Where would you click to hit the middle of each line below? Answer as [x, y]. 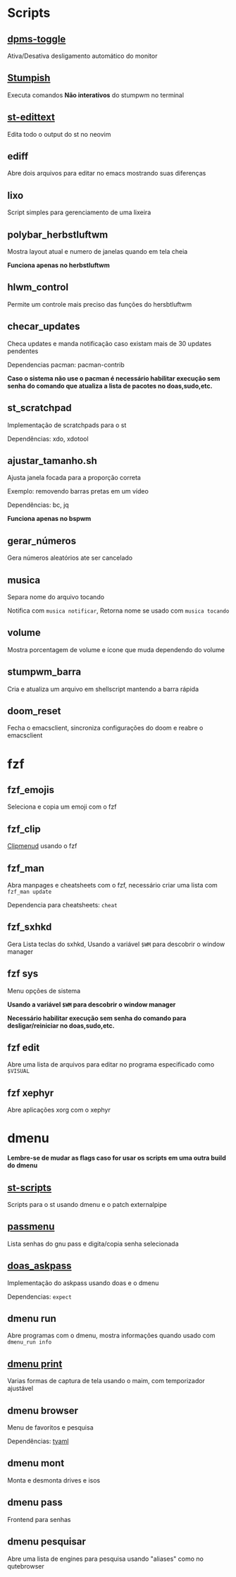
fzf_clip [24, 829]
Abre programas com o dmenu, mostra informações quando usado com [111, 1336]
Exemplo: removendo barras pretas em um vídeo [78, 491]
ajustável [20, 1388]
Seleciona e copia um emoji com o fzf [62, 807]
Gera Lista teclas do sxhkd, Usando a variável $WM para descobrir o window [116, 944]
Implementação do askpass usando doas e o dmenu [83, 1283]
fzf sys [23, 974]
